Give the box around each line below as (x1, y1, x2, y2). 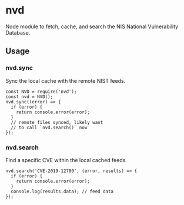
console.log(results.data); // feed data (11, 189, 114, 194)
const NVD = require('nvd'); (5, 89, 77, 95)
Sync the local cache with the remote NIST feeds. (5, 77, 126, 84)
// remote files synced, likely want (11, 119, 103, 125)
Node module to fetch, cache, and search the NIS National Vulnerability (5, 23, 179, 30)
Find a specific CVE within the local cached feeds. (5, 156, 127, 163)
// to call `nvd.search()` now (11, 125, 88, 130)
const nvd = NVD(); (5, 93, 53, 100)
